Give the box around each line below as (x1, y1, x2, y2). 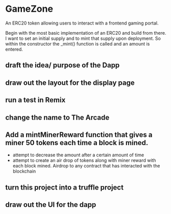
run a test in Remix (5, 96, 66, 105)
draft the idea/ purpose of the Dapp (5, 61, 120, 69)
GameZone (5, 3, 54, 15)
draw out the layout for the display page (5, 78, 135, 87)
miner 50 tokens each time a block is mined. (5, 138, 149, 147)
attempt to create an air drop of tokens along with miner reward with (12, 157, 157, 163)
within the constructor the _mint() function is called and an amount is (5, 40, 150, 46)
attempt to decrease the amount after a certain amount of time (12, 152, 144, 158)
